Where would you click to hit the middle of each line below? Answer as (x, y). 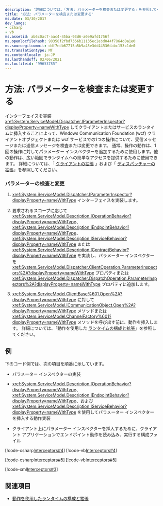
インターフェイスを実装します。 (109, 200)
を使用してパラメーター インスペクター (116, 412)
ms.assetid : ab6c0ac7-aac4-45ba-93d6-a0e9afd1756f (57, 37)
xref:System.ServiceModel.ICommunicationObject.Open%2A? (74, 305)
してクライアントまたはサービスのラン (108, 127)
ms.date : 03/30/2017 (26, 18)
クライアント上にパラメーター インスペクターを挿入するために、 (76, 429)
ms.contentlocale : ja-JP (30, 55)
